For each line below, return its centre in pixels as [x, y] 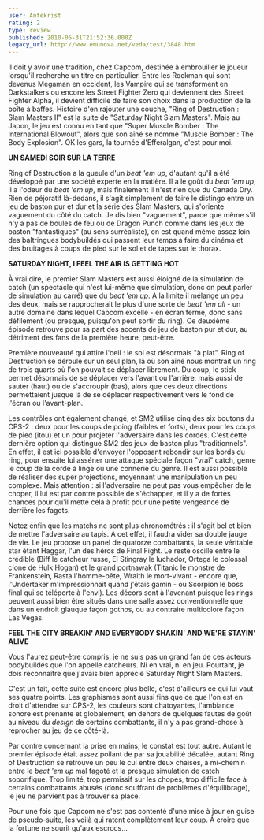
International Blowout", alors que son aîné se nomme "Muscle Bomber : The [131, 134]
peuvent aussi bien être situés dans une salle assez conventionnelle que [125, 601]
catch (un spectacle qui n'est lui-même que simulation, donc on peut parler [130, 288]
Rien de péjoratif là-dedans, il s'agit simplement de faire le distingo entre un [131, 199]
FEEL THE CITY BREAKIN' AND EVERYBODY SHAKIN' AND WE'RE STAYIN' [132, 633]
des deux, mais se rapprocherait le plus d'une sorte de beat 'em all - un [125, 304]
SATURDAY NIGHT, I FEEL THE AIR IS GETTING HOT [94, 264]
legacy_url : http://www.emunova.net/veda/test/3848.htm [102, 45]
